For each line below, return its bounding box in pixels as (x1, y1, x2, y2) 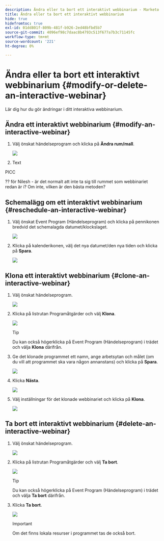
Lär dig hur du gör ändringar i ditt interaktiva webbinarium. (5, 106, 124, 112)
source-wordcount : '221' (5, 39, 56, 44)
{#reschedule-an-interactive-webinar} (5, 206, 127, 214)
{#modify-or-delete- (62, 79, 148, 91)
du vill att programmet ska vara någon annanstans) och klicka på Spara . (12, 359, 158, 364)
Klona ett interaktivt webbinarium (5, 271, 110, 280)
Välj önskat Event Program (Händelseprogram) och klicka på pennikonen (12, 219, 160, 225)
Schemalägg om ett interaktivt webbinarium (5, 198, 142, 206)
